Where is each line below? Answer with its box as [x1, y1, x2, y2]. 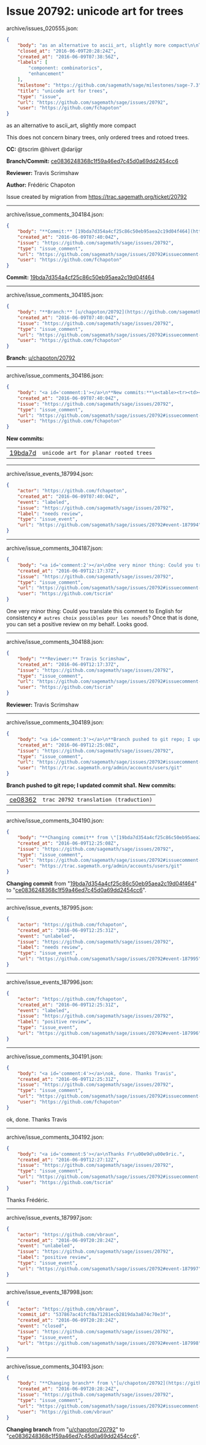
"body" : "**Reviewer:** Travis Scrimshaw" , [17, 656, 131, 662]
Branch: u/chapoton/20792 [6, 354, 75, 362]
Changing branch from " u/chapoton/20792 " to [6, 1425, 125, 1433]
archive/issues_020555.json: [6, 25, 78, 32]
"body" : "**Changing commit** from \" [17, 834, 116, 840]
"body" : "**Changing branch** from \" [17, 1380, 116, 1387]
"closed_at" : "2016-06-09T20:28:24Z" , [17, 48, 116, 54]
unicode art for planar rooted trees [42, 449, 152, 457]
